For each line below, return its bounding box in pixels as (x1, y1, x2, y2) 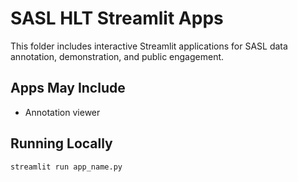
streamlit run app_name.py (10, 162, 123, 172)
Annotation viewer (24, 106, 101, 118)
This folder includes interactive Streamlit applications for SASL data (10, 40, 288, 52)
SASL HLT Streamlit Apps (10, 7, 224, 30)
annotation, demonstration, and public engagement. (10, 50, 225, 62)
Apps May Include (10, 80, 126, 97)
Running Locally (10, 135, 113, 152)
